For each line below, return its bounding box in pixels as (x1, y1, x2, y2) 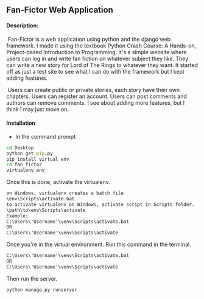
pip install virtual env (6, 156, 69, 162)
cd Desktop (6, 144, 34, 151)
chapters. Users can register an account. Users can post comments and (6, 93, 187, 100)
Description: (6, 21, 38, 29)
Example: (6, 213, 29, 219)
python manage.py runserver (6, 286, 78, 293)
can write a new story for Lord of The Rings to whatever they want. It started (6, 61, 199, 69)
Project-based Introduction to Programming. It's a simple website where (6, 48, 187, 55)
